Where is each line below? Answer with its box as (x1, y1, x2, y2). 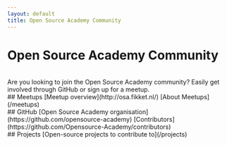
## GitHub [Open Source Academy (7, 108, 109, 116)
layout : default (7, 10, 55, 18)
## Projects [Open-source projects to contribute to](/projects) (7, 130, 188, 139)
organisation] (110, 108, 149, 116)
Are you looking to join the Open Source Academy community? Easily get (7, 78, 220, 87)
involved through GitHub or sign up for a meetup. (7, 85, 150, 94)
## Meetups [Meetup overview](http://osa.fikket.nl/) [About (7, 93, 180, 101)
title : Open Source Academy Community (7, 17, 121, 24)
